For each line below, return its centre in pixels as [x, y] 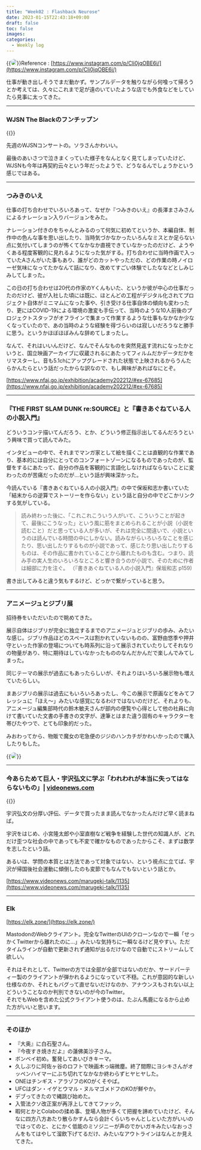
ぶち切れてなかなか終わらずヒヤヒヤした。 [109, 1073]
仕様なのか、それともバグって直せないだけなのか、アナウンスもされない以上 [100, 984]
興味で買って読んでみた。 [42, 439]
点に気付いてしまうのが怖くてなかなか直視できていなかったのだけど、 [92, 245]
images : [16, 34]
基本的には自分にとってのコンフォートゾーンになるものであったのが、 [102, 460]
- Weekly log [28, 46]
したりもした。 [25, 744]
